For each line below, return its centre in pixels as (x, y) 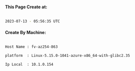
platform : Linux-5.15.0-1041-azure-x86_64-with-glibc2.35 (68, 56)
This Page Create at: (26, 7)
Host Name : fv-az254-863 (31, 47)
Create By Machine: (26, 32)
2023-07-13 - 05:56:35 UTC (33, 21)
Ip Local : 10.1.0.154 (29, 65)
